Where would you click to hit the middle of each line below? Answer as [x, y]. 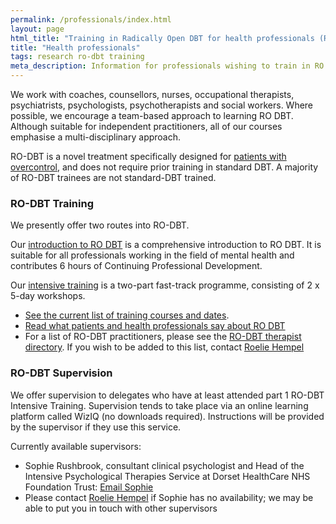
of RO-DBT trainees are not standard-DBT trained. [113, 177]
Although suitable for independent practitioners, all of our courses [146, 126]
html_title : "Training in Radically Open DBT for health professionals [162, 38]
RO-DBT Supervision [61, 373]
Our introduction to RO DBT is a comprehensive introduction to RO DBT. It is [166, 245]
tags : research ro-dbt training [77, 57]
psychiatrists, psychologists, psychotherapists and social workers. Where [162, 105]
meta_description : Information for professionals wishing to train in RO [167, 66]
